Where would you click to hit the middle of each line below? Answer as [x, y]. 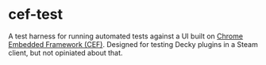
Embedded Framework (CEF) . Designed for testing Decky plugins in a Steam [133, 44]
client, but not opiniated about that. [66, 52]
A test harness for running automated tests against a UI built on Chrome [126, 36]
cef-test [36, 14]
